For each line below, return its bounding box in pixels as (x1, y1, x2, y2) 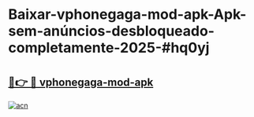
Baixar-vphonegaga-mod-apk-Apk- (8, 5, 247, 24)
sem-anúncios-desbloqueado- (8, 22, 215, 40)
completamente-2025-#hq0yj (8, 39, 210, 57)
